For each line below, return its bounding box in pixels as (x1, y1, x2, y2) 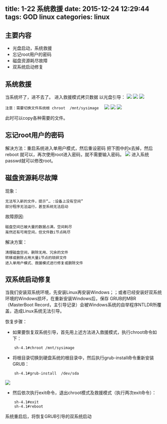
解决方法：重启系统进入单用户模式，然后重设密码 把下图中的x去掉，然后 (5, 145, 153, 151)
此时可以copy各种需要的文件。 (5, 115, 68, 121)
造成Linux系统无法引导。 (13, 308, 65, 314)
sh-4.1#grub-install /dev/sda (14, 371, 79, 376)
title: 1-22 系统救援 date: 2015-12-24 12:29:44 (5, 4, 150, 13)
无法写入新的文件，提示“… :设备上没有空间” (5, 199, 83, 204)
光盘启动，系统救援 (12, 45, 52, 51)
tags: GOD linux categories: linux (5, 13, 110, 21)
